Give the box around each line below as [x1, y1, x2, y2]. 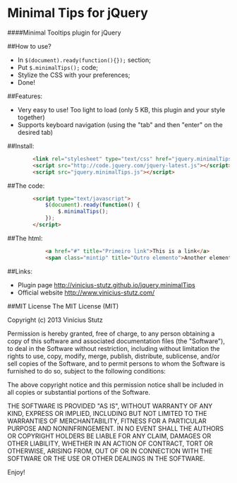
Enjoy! [7, 467, 26, 476]
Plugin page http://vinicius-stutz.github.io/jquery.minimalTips [17, 280, 195, 289]
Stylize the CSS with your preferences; [17, 71, 130, 79]
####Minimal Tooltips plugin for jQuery [7, 28, 121, 37]
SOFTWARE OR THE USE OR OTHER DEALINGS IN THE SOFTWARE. [7, 454, 205, 463]
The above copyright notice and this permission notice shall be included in [7, 380, 224, 389]
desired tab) [17, 128, 54, 136]
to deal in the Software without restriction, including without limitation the [7, 344, 220, 352]
